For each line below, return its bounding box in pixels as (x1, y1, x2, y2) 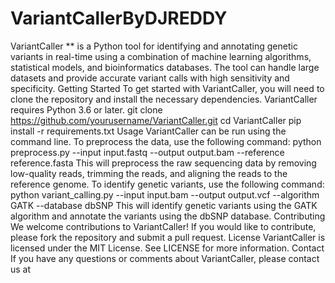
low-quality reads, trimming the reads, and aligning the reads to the (10, 167, 288, 179)
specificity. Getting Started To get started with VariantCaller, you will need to (10, 82, 325, 94)
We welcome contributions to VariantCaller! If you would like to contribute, (10, 220, 317, 232)
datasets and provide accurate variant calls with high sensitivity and (10, 72, 290, 84)
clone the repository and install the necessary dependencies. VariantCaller (10, 93, 318, 105)
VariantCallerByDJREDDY (10, 7, 228, 30)
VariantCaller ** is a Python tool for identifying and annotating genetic (10, 40, 298, 52)
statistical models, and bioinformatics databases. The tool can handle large (10, 61, 320, 73)
